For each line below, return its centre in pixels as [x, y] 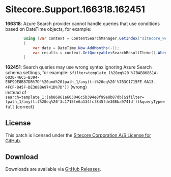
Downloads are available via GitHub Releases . [53, 169]
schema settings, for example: [37, 73]
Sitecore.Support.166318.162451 [75, 9]
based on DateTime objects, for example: [48, 29]
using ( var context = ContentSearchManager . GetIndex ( [82, 38]
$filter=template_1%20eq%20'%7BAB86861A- [114, 73]
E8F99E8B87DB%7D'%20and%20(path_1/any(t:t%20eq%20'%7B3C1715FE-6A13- [81, 82]
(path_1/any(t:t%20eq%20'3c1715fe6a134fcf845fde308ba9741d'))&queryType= [85, 102]
